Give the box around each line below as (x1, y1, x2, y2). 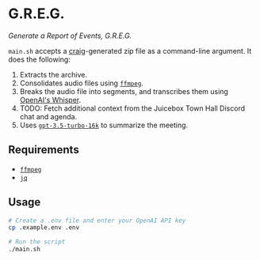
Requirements (8, 143, 79, 156)
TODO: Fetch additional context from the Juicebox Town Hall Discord (19, 104, 246, 113)
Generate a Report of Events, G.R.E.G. (8, 31, 132, 40)
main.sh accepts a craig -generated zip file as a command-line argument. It (8, 46, 252, 55)
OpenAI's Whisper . (19, 95, 82, 104)
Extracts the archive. (19, 70, 87, 79)
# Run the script (8, 238, 66, 246)
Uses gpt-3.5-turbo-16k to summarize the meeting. (19, 120, 189, 130)
